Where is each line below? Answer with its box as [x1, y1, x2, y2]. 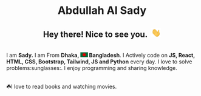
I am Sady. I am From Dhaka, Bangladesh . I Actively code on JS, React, [6, 52, 196, 59]
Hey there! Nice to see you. [43, 29, 148, 39]
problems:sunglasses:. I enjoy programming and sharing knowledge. [6, 65, 178, 72]
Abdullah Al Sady [57, 4, 147, 18]
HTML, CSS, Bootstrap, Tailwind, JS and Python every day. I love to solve [6, 58, 192, 65]
